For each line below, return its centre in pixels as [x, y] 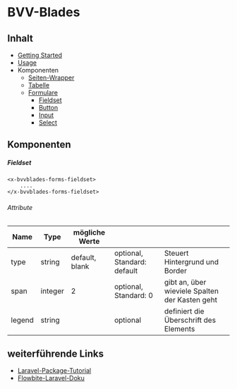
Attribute [20, 207]
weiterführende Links [56, 353]
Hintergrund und [192, 261]
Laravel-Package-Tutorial [54, 371]
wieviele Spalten [192, 291]
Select [48, 123]
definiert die [184, 311]
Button [48, 107]
